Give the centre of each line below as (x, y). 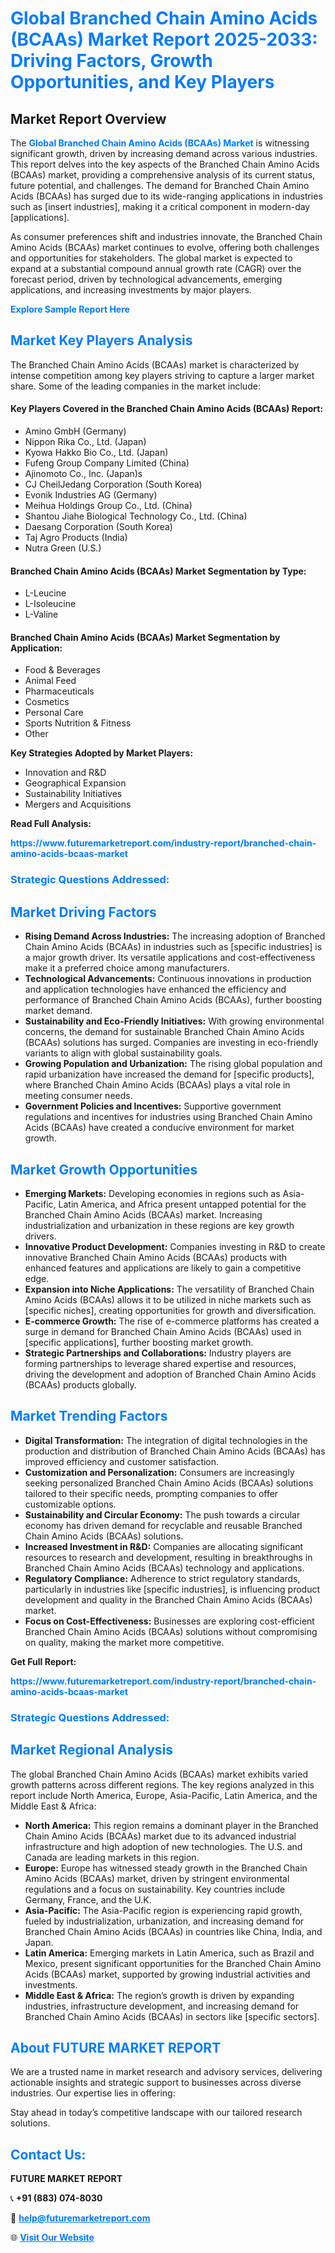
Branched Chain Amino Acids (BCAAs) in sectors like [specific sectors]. (172, 2016)
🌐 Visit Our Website (52, 2238)
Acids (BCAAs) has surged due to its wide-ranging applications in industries (166, 196)
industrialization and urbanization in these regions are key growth (159, 1225)
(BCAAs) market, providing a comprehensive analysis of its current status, (163, 175)
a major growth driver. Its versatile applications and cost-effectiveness (170, 958)
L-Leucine (45, 593)
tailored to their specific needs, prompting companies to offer (151, 1493)
